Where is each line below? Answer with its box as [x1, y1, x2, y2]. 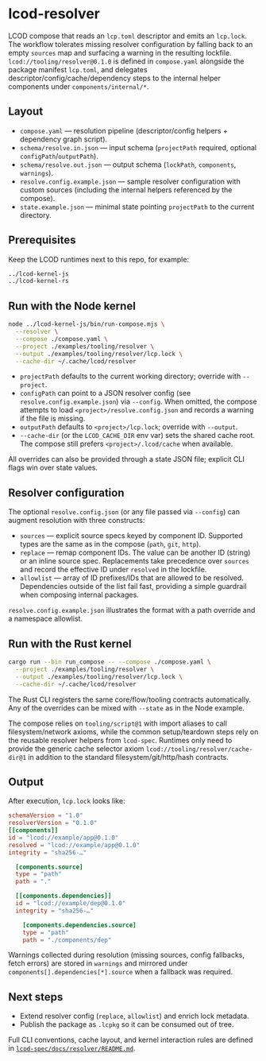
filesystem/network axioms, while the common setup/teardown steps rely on [8, 726, 259, 736]
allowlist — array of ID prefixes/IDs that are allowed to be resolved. [19, 573, 245, 583]
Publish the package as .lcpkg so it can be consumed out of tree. [19, 1020, 234, 1029]
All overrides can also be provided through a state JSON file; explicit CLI [8, 455, 245, 464]
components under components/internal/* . [8, 81, 149, 91]
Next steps [8, 990, 64, 1004]
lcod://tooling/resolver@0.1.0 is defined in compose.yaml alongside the [8, 56, 245, 66]
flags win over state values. [8, 463, 98, 473]
